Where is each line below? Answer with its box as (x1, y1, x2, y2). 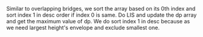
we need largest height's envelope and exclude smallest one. (6, 24, 160, 31)
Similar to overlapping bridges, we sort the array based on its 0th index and (6, 5, 196, 12)
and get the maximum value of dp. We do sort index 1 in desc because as (6, 18, 190, 24)
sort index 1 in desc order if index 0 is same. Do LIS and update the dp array (6, 11, 197, 18)
